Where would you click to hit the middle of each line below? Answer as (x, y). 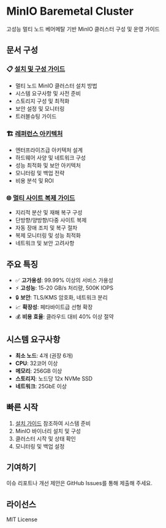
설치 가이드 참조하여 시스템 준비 (53, 423)
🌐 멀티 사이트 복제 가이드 (41, 198)
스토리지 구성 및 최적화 (42, 101)
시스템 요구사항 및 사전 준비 (48, 93)
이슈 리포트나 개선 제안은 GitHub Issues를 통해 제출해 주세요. (80, 483)
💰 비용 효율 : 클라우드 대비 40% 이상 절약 (65, 317)
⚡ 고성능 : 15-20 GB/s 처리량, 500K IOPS (64, 288)
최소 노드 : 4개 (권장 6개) (44, 355)
